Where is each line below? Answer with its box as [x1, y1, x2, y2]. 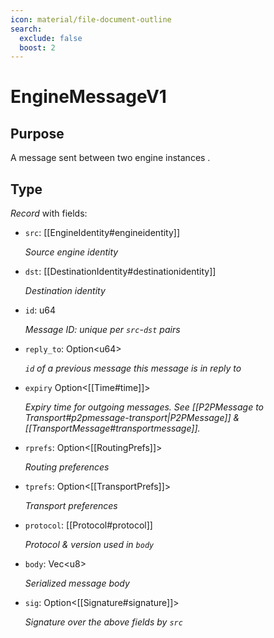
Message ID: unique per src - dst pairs [24, 324, 181, 336]
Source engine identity [24, 246, 119, 258]
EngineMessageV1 [10, 86, 167, 108]
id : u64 [24, 304, 57, 316]
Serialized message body [24, 577, 130, 590]
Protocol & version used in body [24, 539, 155, 551]
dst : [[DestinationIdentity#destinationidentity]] [24, 266, 217, 278]
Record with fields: [10, 207, 88, 220]
